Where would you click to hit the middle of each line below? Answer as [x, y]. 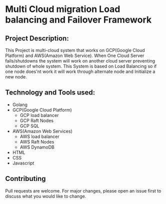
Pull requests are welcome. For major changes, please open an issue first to [83, 190]
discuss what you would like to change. [46, 196]
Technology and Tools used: [50, 93]
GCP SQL [29, 125]
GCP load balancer [39, 115]
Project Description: [37, 38]
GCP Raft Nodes [37, 120]
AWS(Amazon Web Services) [42, 131]
